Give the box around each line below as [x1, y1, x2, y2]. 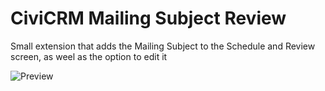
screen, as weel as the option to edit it [10, 50, 168, 62]
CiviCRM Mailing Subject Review [10, 7, 287, 30]
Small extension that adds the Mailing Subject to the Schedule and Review [10, 40, 316, 52]
